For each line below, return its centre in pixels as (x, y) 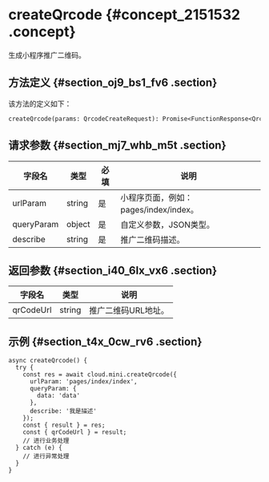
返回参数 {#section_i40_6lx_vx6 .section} (113, 270)
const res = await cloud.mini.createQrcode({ (100, 375)
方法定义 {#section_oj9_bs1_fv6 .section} (113, 83)
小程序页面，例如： (157, 197)
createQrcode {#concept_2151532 (124, 15)
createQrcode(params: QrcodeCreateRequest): (84, 119)
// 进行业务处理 (46, 441)
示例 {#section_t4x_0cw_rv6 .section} (105, 341)
